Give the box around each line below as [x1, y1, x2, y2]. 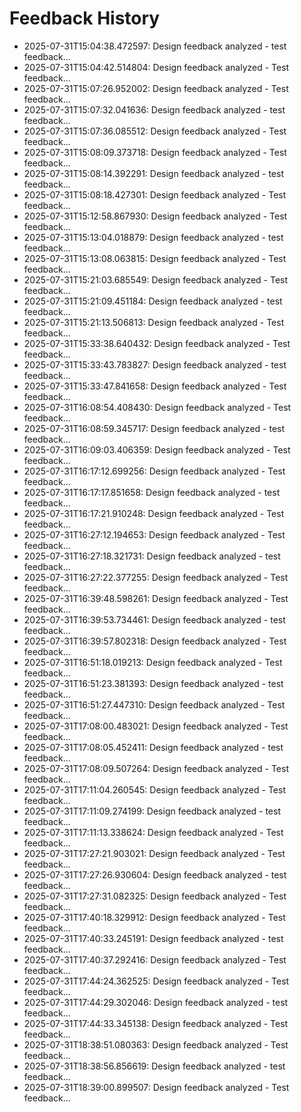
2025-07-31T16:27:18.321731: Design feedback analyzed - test [23, 550, 281, 562]
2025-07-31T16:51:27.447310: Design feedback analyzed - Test [23, 698, 286, 711]
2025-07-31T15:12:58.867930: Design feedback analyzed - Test [23, 210, 288, 222]
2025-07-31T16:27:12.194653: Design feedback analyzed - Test [23, 528, 286, 541]
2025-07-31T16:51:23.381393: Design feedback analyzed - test [23, 677, 284, 689]
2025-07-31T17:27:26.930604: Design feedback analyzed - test [23, 868, 287, 881]
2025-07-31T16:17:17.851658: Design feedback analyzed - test [23, 486, 281, 498]
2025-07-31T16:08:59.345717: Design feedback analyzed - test [23, 422, 286, 434]
